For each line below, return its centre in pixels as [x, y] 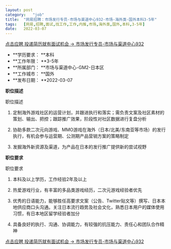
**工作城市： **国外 [33, 74]
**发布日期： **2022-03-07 [42, 80]
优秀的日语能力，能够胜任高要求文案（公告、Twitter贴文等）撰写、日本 [87, 201]
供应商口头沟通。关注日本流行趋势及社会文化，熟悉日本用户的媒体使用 [91, 207]
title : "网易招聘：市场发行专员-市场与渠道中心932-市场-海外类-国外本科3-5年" [81, 19]
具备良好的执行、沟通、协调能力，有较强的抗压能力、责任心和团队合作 [86, 225]
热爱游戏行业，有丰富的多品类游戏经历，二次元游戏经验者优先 [77, 190]
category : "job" [25, 15]
